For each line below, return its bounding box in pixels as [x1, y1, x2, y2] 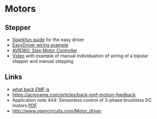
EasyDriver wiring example [12, 42, 69, 48]
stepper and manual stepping [12, 58, 74, 64]
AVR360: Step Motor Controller [12, 48, 77, 53]
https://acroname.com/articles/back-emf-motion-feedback [12, 92, 136, 98]
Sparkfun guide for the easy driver [12, 36, 85, 43]
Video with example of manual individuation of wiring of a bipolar [12, 53, 148, 59]
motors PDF [12, 102, 38, 108]
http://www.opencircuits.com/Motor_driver [12, 107, 102, 114]
